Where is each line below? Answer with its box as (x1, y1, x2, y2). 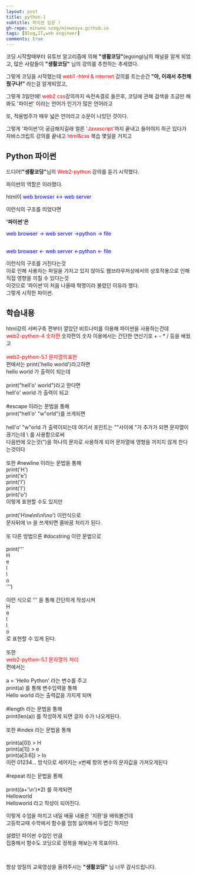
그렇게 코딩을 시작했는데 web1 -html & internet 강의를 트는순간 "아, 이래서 (6, 73, 176, 80)
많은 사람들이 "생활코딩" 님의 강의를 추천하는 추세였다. (14, 60, 139, 67)
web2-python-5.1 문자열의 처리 (6, 656, 79, 663)
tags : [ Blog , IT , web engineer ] (6, 31, 81, 37)
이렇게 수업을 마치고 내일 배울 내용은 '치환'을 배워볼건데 (6, 812, 133, 819)
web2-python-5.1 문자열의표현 (6, 353, 78, 360)
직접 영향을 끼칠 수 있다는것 (6, 275, 69, 282)
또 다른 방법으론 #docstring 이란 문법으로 (6, 533, 102, 540)
